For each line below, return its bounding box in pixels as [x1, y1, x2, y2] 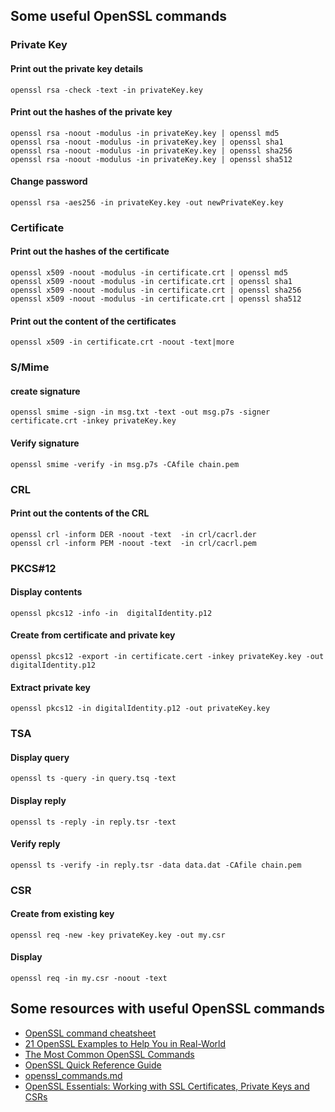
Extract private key [10, 681, 92, 693]
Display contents [10, 586, 83, 598]
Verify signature [10, 437, 80, 449]
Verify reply [10, 838, 61, 850]
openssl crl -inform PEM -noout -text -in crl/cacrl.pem [10, 538, 257, 548]
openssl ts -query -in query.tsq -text [10, 774, 177, 784]
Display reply [10, 794, 67, 806]
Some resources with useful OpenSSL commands [10, 1000, 326, 1018]
